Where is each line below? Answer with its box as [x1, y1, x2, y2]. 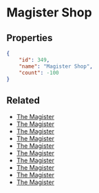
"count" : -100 [19, 69, 59, 76]
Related [6, 94, 41, 106]
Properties [6, 32, 53, 44]
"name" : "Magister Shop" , [19, 63, 93, 70]
